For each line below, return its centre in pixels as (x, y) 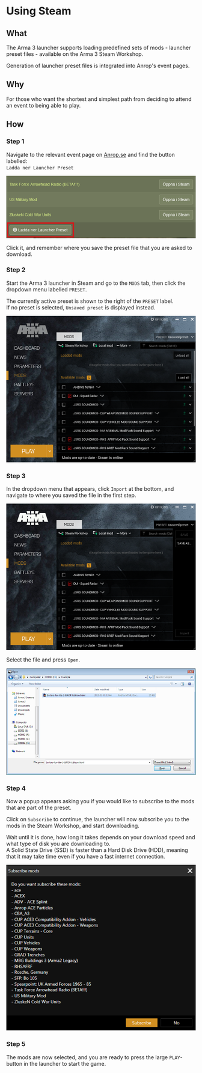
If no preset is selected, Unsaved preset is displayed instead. (81, 307)
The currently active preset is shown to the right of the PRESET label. (90, 301)
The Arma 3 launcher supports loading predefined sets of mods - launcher (99, 47)
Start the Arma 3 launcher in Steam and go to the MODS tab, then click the (96, 283)
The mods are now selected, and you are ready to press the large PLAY (93, 1057)
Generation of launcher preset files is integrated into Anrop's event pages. (98, 65)
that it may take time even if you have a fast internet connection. (86, 857)
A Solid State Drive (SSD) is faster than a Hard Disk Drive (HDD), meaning (97, 850)
